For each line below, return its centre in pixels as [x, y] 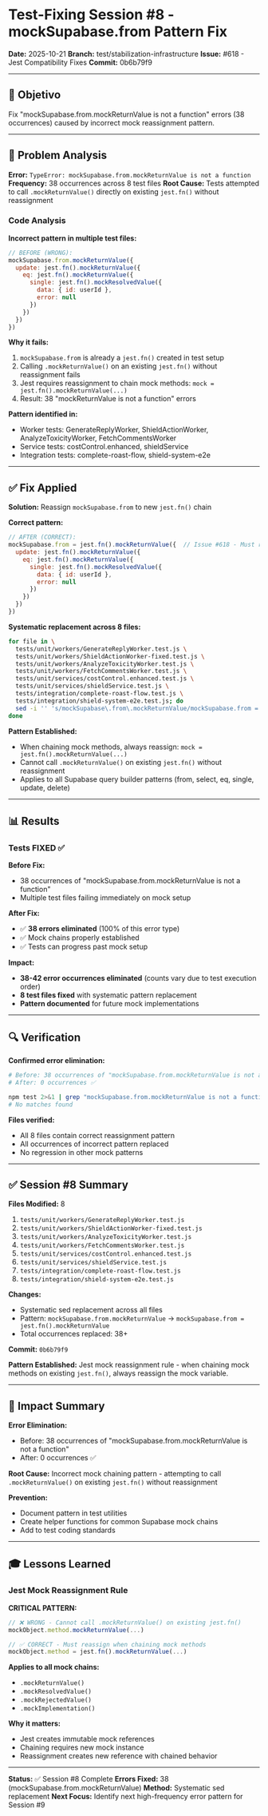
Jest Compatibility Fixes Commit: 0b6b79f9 [81, 62]
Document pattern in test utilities [73, 1513]
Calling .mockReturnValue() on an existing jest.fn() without [118, 366]
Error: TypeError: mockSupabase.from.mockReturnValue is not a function [130, 174]
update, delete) [45, 787]
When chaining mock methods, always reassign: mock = [111, 747]
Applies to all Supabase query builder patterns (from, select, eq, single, [137, 779]
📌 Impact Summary [57, 1406]
